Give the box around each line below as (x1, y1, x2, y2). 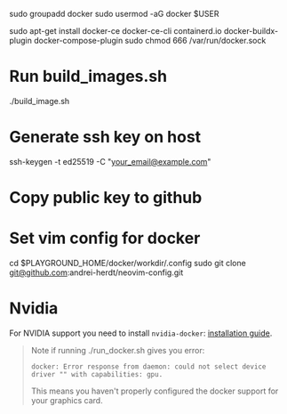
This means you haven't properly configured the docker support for (30, 386, 279, 396)
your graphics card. (30, 394, 104, 405)
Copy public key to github (9, 188, 203, 208)
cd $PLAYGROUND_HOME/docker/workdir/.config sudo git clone (9, 258, 246, 268)
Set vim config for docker (9, 228, 201, 248)
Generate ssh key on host (9, 127, 202, 147)
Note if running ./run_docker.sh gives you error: (30, 345, 205, 355)
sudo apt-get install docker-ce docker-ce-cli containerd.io (9, 26, 222, 36)
